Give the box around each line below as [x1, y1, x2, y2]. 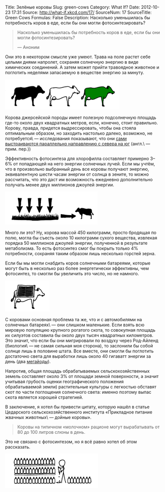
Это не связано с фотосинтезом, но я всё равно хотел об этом [5, 439, 137, 445]
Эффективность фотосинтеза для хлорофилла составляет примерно [5, 155, 149, 161]
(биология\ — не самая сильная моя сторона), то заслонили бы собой [5, 343, 153, 348]
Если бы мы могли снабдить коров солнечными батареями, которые [5, 260, 151, 266]
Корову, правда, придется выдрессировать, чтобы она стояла [5, 125, 136, 131]
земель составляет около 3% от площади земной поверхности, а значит [5, 374, 159, 379]
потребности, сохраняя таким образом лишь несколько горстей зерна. [5, 251, 156, 256]
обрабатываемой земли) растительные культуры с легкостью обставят [5, 384, 157, 389]
